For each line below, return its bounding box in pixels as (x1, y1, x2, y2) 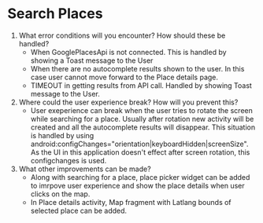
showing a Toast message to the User (30, 56, 154, 65)
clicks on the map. (30, 189, 91, 199)
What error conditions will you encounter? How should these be (18, 31, 226, 40)
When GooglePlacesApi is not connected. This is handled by (30, 47, 227, 57)
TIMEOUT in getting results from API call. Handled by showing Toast (30, 80, 253, 90)
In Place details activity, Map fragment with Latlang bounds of (30, 197, 232, 207)
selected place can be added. (30, 206, 128, 215)
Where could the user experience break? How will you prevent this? (18, 97, 239, 107)
